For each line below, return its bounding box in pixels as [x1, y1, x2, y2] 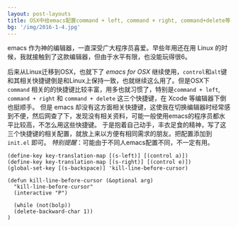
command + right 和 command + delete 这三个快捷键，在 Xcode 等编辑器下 [7, 94, 220, 103]
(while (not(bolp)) [13, 202, 72, 209]
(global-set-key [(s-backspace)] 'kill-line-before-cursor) [7, 165, 189, 172]
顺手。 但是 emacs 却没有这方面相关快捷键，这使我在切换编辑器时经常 [19, 103, 225, 112]
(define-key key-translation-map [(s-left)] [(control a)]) [7, 153, 189, 160]
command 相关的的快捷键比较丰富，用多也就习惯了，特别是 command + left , [7, 86, 221, 94]
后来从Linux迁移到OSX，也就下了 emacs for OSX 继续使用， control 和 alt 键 [7, 68, 227, 76]
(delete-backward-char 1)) [13, 208, 93, 216]
